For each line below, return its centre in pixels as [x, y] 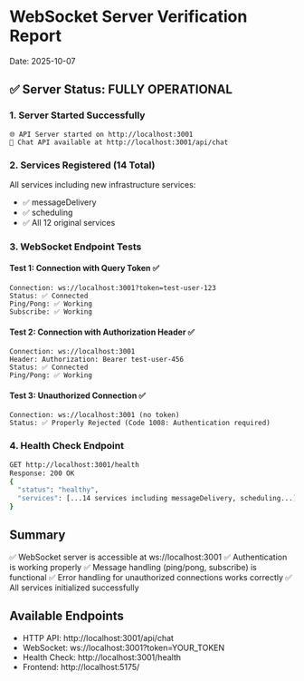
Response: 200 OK [42, 473]
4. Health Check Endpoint [67, 446]
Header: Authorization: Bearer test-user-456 [96, 360]
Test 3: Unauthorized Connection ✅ [78, 395]
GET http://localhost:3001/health [75, 464]
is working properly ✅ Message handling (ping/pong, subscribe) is [133, 567]
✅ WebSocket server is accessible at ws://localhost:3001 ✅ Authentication [148, 557]
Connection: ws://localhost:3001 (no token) [95, 415]
